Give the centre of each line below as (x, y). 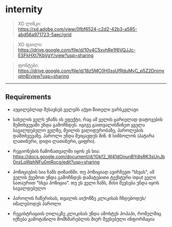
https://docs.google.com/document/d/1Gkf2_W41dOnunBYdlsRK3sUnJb (89, 156)
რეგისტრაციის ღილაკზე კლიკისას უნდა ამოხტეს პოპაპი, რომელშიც (87, 213)
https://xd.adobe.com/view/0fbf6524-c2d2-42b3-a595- (77, 29)
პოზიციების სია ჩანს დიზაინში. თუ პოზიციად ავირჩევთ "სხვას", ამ (83, 172)
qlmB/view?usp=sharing (43, 76)
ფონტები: (28, 65)
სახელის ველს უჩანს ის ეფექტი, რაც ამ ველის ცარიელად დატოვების (88, 119)
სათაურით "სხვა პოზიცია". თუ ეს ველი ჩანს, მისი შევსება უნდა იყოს (86, 182)
